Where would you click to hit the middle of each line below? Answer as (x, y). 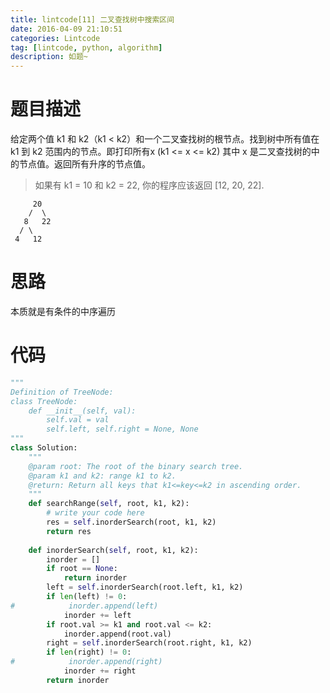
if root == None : (82, 569)
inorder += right (100, 671)
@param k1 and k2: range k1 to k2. (102, 476)
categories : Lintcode (55, 38)
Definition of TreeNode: (62, 392)
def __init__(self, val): (82, 411)
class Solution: (44, 448)
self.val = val (78, 420)
